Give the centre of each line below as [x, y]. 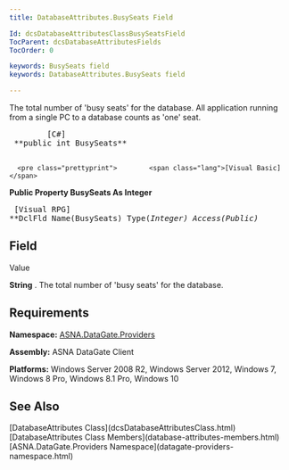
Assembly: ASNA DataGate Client [72, 351]
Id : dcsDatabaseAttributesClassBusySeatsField [97, 33]
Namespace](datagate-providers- [172, 447]
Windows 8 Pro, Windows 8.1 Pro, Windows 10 [94, 378]
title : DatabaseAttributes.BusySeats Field [91, 17]
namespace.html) [41, 457]
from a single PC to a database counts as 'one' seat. [105, 117]
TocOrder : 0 [31, 50]
